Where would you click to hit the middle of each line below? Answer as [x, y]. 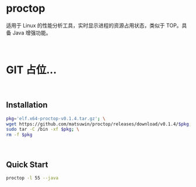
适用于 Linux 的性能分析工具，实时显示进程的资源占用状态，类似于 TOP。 [94, 25]
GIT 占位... [32, 70]
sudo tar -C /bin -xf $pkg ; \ [43, 130]
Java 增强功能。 [32, 33]
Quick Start [27, 164]
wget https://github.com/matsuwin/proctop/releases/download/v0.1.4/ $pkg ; [99, 124]
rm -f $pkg [19, 135]
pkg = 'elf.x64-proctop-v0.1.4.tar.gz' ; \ [56, 118]
